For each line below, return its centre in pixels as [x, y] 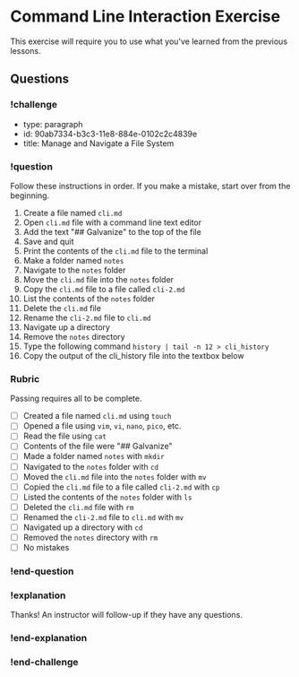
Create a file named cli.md [73, 213]
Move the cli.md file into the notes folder [98, 279]
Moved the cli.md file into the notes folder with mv [115, 476]
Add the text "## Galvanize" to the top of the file [112, 231]
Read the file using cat [64, 436]
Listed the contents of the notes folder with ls [107, 497]
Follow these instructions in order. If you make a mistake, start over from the [150, 186]
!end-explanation [49, 638]
